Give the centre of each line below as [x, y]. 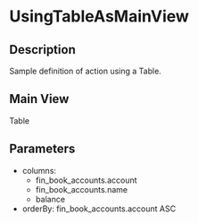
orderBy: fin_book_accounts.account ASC [99, 209]
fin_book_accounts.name [81, 189]
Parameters [42, 149]
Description [42, 50]
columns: [39, 170]
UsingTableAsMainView [99, 17]
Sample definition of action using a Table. [86, 71]
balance [50, 199]
